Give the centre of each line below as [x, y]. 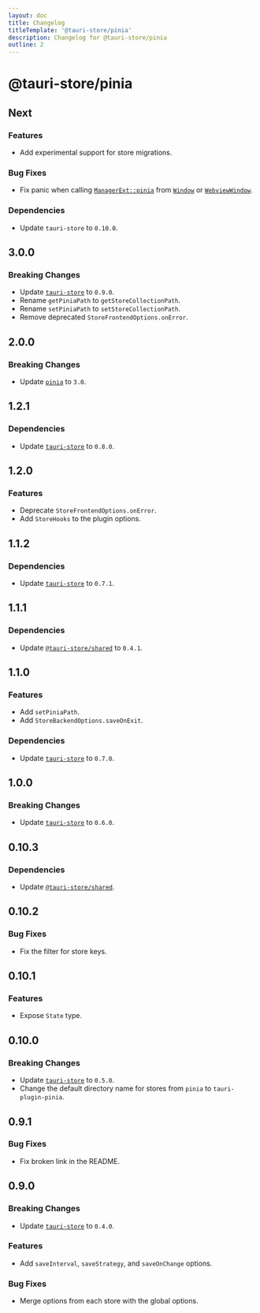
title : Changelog [37, 23]
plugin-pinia [41, 1098]
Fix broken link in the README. [70, 1161]
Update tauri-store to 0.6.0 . [67, 822]
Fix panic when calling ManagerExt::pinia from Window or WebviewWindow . [136, 190]
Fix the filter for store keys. [63, 951]
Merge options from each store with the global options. [109, 1301]
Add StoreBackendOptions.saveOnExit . [81, 720]
